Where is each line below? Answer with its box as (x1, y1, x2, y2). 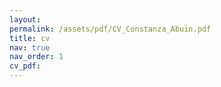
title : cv (9, 33, 51, 43)
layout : (9, 14, 42, 25)
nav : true (9, 42, 51, 53)
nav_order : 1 (9, 52, 64, 62)
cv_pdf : (9, 61, 42, 71)
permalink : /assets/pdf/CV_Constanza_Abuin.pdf (9, 24, 212, 34)
